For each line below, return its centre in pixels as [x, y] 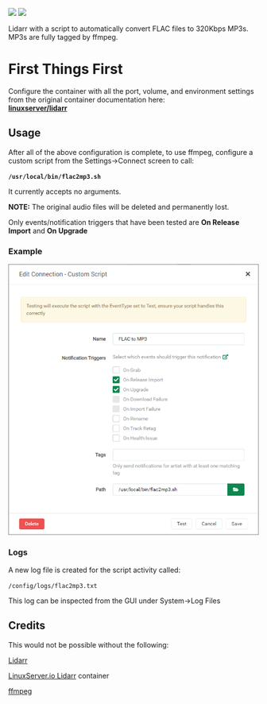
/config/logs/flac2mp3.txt [53, 586]
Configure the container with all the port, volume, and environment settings [131, 91]
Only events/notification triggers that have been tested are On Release [124, 222]
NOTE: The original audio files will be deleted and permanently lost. [119, 207]
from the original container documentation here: [87, 99]
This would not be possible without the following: [89, 644]
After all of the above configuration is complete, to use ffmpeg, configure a [131, 152]
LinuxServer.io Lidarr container [59, 675]
